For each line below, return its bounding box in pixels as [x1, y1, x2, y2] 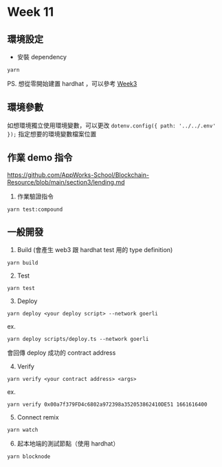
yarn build [7, 260, 38, 267]
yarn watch [7, 426, 38, 434]
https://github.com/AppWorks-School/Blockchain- [7, 170, 150, 179]
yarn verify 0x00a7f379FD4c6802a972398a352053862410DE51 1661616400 [7, 401, 208, 408]
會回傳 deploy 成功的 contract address [7, 349, 116, 357]
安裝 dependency [16, 53, 67, 61]
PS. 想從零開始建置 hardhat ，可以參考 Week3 [7, 80, 137, 87]
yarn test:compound [7, 206, 63, 213]
